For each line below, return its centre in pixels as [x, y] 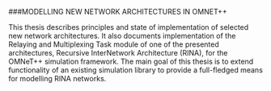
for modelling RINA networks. [57, 79]
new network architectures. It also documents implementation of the [122, 36]
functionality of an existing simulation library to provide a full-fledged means [135, 70]
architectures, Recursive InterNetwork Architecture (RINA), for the [118, 53]
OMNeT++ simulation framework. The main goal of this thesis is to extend [131, 61]
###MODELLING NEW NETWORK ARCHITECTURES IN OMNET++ [118, 12]
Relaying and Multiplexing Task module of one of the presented [114, 44]
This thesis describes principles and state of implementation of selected [129, 27]
